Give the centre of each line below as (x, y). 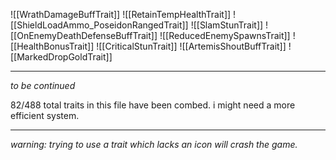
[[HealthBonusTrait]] (52, 46)
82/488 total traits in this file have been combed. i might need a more (153, 105)
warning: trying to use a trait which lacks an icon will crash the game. (154, 144)
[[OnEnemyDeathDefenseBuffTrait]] (84, 35)
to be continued (43, 85)
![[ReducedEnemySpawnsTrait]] (225, 35)
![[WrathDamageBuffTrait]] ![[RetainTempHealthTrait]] (121, 14)
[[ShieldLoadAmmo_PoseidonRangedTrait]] (99, 25)
